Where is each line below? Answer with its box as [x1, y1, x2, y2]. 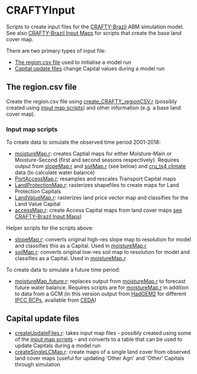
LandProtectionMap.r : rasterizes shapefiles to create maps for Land [14, 182, 179, 189]
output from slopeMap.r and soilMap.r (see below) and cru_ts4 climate [14, 163, 186, 170]
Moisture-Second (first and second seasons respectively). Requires [14, 156, 179, 163]
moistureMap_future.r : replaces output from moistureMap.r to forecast [14, 278, 186, 285]
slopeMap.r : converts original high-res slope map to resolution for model [14, 236, 192, 243]
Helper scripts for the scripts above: [6, 224, 94, 231]
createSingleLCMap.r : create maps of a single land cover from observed [14, 348, 191, 355]
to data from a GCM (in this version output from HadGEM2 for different [14, 291, 187, 298]
